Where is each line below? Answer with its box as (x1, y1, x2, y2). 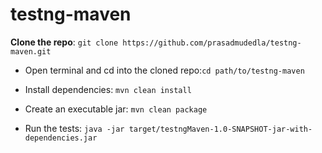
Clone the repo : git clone (10, 36, 119, 48)
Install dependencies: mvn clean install (24, 83, 192, 95)
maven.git (10, 46, 52, 57)
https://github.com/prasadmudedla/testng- (122, 38, 302, 48)
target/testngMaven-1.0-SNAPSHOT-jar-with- (128, 124, 313, 134)
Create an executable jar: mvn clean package (24, 103, 208, 115)
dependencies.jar (24, 133, 98, 143)
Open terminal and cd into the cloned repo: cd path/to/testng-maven (24, 64, 305, 76)
